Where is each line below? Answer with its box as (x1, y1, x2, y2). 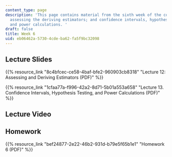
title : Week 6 (5, 31, 36, 36)
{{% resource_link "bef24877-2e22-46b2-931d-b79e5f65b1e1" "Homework (5, 141, 165, 147)
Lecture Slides (5, 55, 52, 64)
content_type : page (5, 7, 47, 13)
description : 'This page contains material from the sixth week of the (5, 12, 161, 17)
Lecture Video (5, 110, 52, 119)
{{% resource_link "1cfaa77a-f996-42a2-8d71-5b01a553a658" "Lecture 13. (5, 84, 164, 90)
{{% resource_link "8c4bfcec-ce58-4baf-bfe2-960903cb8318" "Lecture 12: (5, 69, 166, 75)
